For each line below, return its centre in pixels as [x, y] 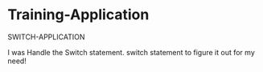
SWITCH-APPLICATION [46, 37]
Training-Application [78, 15]
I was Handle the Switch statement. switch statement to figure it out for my [131, 52]
